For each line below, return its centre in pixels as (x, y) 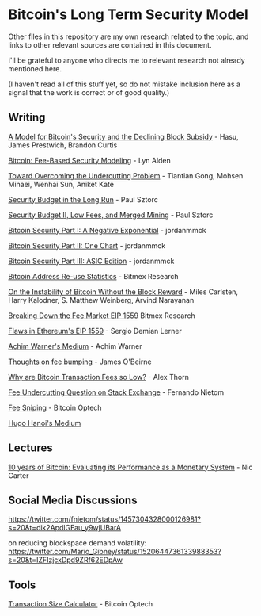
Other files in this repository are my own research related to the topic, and (129, 36)
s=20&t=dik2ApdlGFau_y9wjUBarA (64, 528)
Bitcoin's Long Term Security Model (129, 15)
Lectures (30, 448)
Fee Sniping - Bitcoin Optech (55, 407)
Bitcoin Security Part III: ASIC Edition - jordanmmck (91, 261)
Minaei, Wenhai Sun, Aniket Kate (61, 184)
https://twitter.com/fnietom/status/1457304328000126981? (105, 519)
